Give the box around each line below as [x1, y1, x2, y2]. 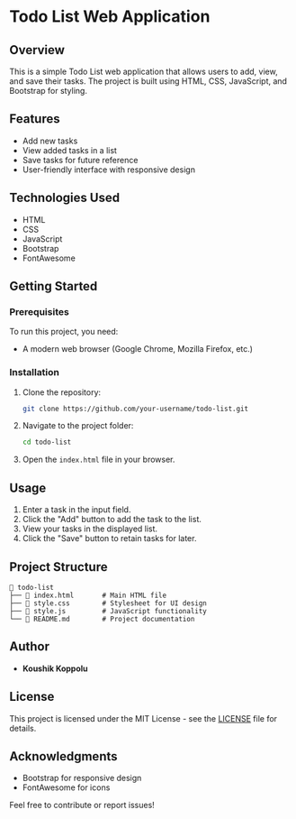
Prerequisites [9, 305, 69, 317]
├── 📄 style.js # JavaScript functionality [9, 606, 207, 615]
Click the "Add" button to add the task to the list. [22, 514, 202, 525]
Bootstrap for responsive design [22, 773, 142, 784]
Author [9, 639, 49, 655]
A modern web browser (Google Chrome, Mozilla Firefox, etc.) [22, 344, 254, 354]
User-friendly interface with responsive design [22, 164, 196, 175]
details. [9, 722, 37, 733]
